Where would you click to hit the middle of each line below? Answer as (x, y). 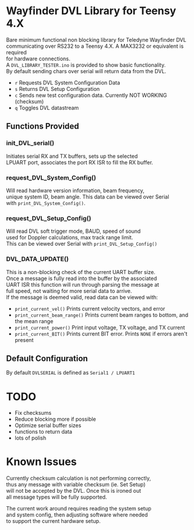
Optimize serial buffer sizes (48, 425)
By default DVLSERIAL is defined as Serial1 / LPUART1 (71, 373)
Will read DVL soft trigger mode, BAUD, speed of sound (73, 231)
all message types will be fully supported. (57, 497)
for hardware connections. (38, 58)
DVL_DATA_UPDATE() (37, 259)
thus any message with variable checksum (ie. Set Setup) (76, 485)
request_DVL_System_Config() (51, 177)
